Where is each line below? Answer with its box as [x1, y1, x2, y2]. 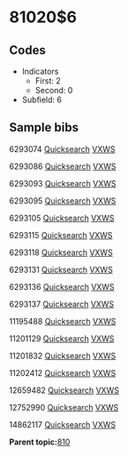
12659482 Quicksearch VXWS [9, 385, 119, 396]
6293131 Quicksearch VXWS [9, 264, 113, 275]
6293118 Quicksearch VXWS [9, 247, 113, 258]
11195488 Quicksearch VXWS [9, 316, 117, 326]
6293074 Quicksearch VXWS [9, 143, 117, 154]
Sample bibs [9, 120, 79, 135]
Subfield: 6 [21, 94, 62, 105]
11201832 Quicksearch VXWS [9, 350, 117, 361]
